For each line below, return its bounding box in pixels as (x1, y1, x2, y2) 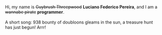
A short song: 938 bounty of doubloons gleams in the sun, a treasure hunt (5, 19, 153, 25)
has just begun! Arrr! (5, 24, 46, 30)
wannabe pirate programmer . (5, 9, 65, 15)
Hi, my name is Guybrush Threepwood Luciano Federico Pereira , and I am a (5, 4, 158, 10)
